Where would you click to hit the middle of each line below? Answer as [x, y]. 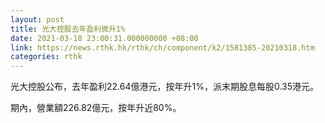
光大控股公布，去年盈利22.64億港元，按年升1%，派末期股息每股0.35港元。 [165, 87]
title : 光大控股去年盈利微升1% [68, 29]
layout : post [37, 19]
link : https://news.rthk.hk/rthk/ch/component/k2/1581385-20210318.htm [162, 47]
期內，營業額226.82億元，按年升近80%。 [96, 108]
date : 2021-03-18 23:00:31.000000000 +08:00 [104, 38]
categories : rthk [46, 57]
